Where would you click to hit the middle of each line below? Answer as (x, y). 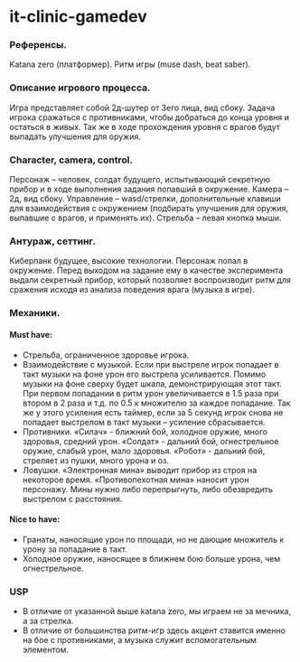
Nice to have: (35, 519)
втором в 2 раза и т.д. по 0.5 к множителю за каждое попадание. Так (156, 403)
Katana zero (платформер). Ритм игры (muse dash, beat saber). (130, 64)
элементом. (46, 649)
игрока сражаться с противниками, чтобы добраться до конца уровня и (150, 117)
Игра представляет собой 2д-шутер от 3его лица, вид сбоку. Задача (142, 107)
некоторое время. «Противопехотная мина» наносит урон (136, 480)
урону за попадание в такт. (75, 549)
